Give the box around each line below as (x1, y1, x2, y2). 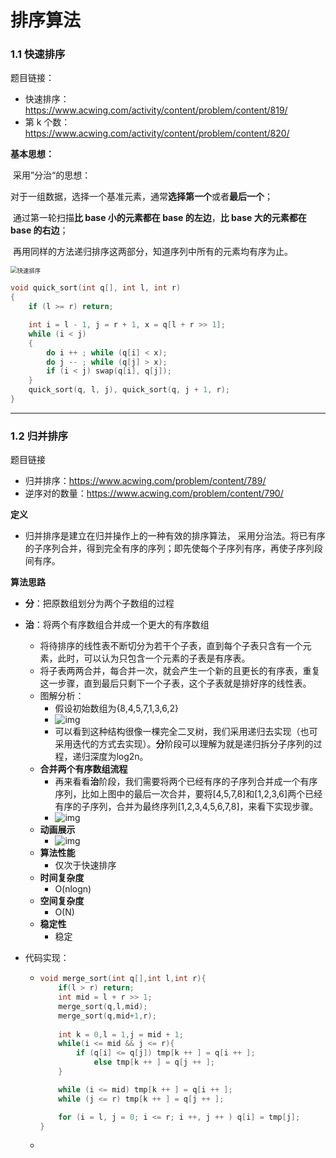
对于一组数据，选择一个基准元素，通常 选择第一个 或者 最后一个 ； (10, 191, 273, 203)
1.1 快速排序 (10, 47, 66, 61)
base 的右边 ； (10, 224, 69, 236)
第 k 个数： (24, 116, 71, 128)
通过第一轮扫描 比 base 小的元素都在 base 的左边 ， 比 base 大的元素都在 (12, 212, 307, 224)
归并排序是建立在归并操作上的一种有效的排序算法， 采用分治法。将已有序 (24, 530, 326, 542)
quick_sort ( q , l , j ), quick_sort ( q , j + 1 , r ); (28, 385, 230, 395)
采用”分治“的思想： (12, 169, 92, 181)
